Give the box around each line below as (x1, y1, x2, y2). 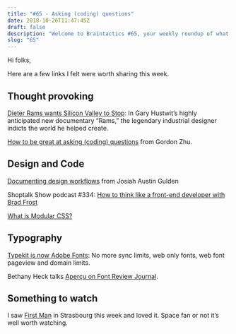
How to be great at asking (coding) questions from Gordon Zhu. (7, 137, 193, 145)
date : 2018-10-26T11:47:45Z (7, 17, 90, 24)
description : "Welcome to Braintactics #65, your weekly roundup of (7, 30, 213, 37)
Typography (7, 232, 62, 244)
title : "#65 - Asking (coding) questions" (7, 10, 134, 18)
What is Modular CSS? (7, 211, 73, 220)
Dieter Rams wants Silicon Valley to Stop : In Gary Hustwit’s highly (7, 109, 198, 117)
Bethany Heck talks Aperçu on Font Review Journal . (7, 272, 159, 280)
